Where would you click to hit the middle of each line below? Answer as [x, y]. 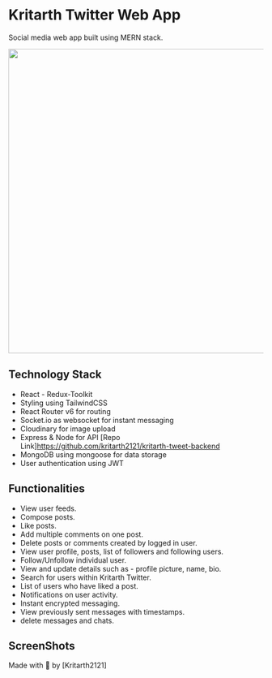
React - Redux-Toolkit [56, 394]
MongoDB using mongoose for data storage [93, 454]
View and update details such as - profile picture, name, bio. [121, 568]
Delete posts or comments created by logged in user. [108, 542]
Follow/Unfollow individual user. [73, 560]
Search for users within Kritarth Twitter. [85, 577]
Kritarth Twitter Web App [95, 15]
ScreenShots [42, 646]
